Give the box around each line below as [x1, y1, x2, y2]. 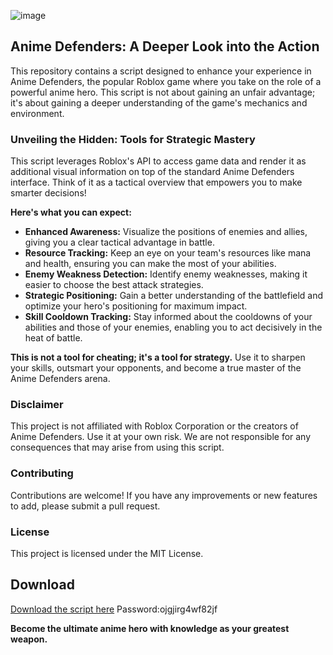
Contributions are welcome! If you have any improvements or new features [10, 489, 318, 501]
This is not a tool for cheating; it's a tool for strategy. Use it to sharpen [10, 351, 306, 364]
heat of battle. [24, 332, 83, 344]
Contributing [10, 466, 74, 480]
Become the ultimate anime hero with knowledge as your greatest [10, 622, 290, 634]
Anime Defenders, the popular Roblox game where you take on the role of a [10, 75, 322, 87]
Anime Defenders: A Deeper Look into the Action [10, 38, 320, 55]
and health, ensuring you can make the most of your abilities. [24, 258, 277, 270]
